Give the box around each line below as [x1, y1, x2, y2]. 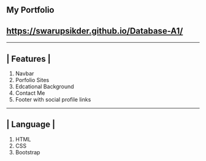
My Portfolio [6, 5, 55, 15]
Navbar [15, 70, 34, 77]
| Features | [6, 53, 51, 64]
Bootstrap [15, 148, 40, 155]
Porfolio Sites [15, 77, 50, 84]
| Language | [6, 119, 56, 130]
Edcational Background [15, 83, 75, 91]
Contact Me [15, 89, 45, 97]
